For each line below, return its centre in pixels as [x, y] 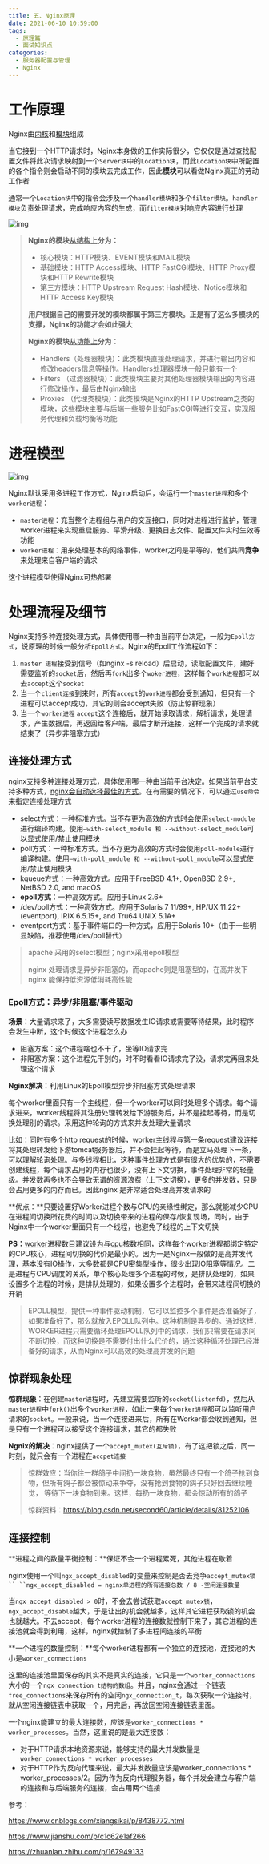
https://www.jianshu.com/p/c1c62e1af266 [77, 1836]
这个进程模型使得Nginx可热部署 [60, 576]
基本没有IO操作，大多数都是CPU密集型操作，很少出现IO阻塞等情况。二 [139, 1263]
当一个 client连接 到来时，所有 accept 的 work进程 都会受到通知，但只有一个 [138, 693]
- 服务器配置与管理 [43, 61]
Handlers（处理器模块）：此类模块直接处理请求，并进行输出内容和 [148, 358]
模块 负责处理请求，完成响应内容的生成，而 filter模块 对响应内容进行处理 [126, 207]
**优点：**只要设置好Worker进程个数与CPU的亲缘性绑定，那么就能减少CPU [133, 1207]
